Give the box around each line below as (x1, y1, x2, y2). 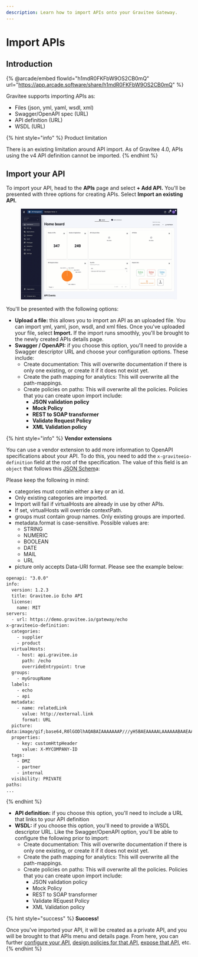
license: (11, 599, 33, 605)
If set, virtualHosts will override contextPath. (14, 506, 123, 513)
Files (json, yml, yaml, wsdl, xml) (14, 104, 94, 111)
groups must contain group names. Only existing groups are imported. (14, 513, 186, 520)
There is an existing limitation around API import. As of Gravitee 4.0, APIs (6, 145, 183, 153)
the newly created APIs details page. (14, 335, 104, 342)
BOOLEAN (23, 538, 49, 545)
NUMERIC (23, 532, 48, 539)
